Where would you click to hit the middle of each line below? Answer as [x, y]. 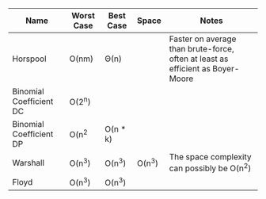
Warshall [28, 163]
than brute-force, [202, 49]
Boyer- [226, 69]
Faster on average [203, 39]
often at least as [199, 59]
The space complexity [210, 157]
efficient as [190, 69]
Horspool [29, 59]
